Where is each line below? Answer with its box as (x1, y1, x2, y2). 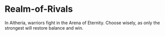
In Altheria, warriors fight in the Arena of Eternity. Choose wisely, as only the (4, 20, 160, 26)
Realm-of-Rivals (4, 3, 73, 15)
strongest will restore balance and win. (4, 25, 83, 31)
